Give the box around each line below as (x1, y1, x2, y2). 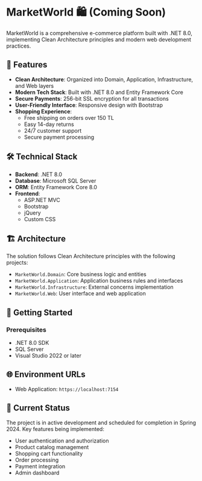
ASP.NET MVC (24, 196, 60, 203)
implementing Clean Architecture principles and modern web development (6, 36, 192, 43)
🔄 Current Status (6, 403, 71, 413)
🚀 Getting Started (6, 307, 73, 318)
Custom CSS (24, 215, 56, 222)
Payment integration (14, 462, 66, 470)
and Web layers (14, 82, 54, 89)
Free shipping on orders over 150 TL (24, 114, 115, 121)
